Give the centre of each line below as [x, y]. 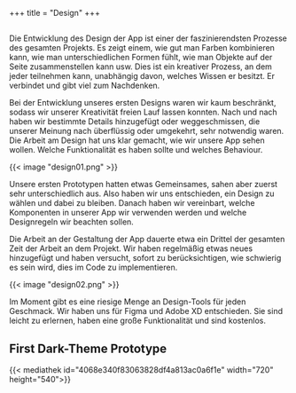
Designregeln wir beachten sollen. [72, 222]
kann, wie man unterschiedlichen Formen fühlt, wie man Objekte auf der [141, 58]
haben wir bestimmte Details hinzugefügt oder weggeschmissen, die [135, 122]
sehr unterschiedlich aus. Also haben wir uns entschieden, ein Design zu [142, 193]
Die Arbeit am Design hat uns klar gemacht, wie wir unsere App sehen [137, 140]
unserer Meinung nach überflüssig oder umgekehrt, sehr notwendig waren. [147, 131]
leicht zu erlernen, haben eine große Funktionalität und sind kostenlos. [137, 321]
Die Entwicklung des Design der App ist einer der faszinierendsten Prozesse [148, 38]
